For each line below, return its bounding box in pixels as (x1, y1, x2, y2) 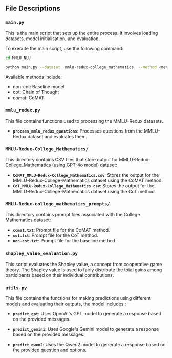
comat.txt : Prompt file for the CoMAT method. (12, 227, 110, 233)
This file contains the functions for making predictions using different (5, 295, 151, 301)
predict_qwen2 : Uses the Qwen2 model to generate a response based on (12, 341, 166, 347)
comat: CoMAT (12, 95, 45, 101)
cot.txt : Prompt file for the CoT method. (12, 232, 98, 238)
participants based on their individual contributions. (5, 272, 114, 278)
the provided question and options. (12, 347, 87, 353)
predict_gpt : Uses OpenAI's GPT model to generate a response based (12, 310, 161, 316)
